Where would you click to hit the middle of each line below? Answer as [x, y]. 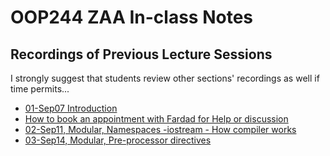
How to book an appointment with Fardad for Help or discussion [156, 119]
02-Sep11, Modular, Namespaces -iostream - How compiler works [160, 129]
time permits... [40, 89]
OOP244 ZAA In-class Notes [131, 17]
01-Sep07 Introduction [71, 108]
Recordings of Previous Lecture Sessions [141, 54]
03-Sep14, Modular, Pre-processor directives [118, 140]
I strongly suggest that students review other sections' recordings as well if [165, 78]
